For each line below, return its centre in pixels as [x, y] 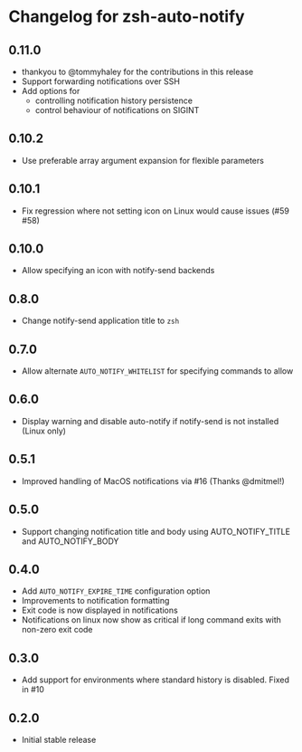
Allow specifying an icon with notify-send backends [118, 271]
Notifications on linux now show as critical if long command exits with [151, 620]
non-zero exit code [57, 630]
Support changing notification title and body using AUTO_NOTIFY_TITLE [156, 531]
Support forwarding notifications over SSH [100, 81]
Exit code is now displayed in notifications [99, 610]
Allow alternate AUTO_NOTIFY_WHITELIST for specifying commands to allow [157, 371]
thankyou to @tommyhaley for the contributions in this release [137, 71]
